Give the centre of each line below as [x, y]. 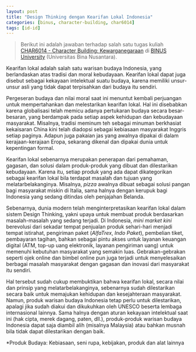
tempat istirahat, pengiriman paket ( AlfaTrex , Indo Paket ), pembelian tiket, [95, 233]
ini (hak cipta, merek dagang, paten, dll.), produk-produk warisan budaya [94, 319]
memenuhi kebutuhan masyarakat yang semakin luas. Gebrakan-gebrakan [96, 252]
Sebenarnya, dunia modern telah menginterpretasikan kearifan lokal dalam [96, 208]
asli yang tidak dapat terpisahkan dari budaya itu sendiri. [90, 87]
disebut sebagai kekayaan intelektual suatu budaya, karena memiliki [88, 81]
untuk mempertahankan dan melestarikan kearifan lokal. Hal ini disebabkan [97, 105]
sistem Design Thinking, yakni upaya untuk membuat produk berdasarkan [95, 214]
